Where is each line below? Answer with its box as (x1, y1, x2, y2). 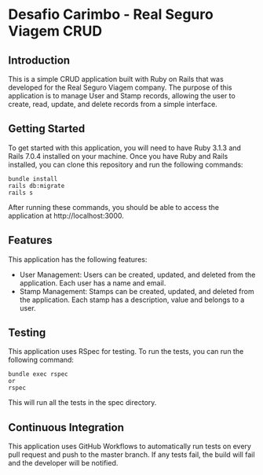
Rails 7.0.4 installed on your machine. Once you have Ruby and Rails (8, 151, 228, 160)
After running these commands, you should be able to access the (8, 202, 220, 212)
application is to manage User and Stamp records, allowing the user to (8, 91, 236, 100)
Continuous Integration (8, 421, 124, 434)
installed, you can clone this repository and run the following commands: (8, 160, 243, 169)
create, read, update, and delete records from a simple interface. (8, 100, 217, 109)
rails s (8, 189, 34, 197)
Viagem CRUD (8, 22, 103, 40)
